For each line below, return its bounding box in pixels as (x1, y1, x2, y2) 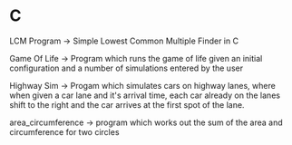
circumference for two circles (9, 126, 120, 137)
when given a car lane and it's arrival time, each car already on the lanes (9, 90, 281, 101)
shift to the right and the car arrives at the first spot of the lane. (9, 99, 245, 110)
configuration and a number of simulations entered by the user (9, 63, 243, 73)
